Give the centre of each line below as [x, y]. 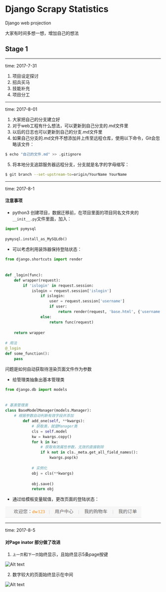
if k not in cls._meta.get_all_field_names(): [89, 452]
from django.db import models [36, 389]
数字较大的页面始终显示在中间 [42, 574]
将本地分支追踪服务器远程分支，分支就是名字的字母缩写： [71, 164]
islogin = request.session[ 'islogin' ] [71, 291]
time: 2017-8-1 [20, 188]
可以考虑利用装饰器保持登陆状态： [47, 249]
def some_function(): [27, 354]
